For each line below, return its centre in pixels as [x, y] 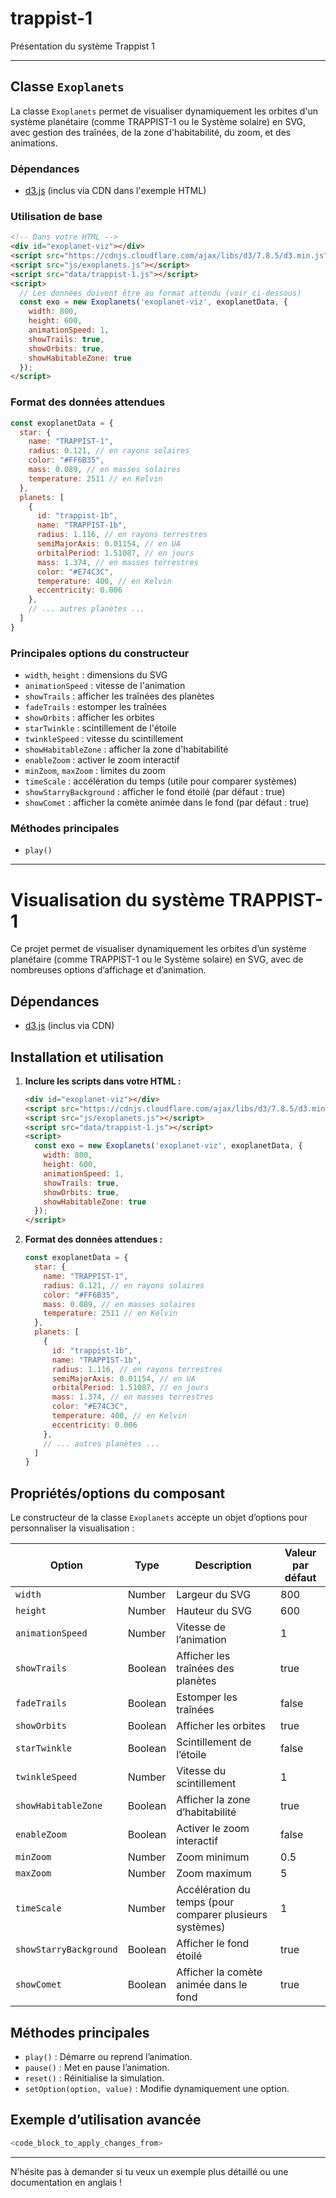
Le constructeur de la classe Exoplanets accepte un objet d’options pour [159, 1518]
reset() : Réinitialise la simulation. [94, 2078]
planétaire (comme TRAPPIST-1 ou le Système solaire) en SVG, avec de [157, 959]
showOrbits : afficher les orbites [89, 718]
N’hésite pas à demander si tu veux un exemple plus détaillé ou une [149, 2171]
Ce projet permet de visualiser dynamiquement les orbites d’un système [158, 949]
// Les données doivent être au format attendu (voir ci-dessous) [160, 293]
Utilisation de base [56, 216]
